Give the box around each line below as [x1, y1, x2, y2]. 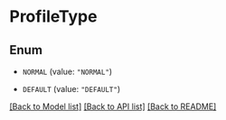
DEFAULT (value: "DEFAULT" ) [22, 84, 120, 94]
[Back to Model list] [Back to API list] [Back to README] [9, 101, 217, 112]
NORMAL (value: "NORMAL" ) [22, 66, 113, 77]
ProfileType [9, 6, 98, 27]
